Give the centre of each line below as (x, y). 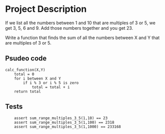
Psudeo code (26, 59)
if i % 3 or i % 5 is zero (51, 83)
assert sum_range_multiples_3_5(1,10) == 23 (61, 118)
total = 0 (24, 74)
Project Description (46, 9)
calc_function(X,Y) (25, 70)
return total (28, 91)
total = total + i (51, 87)
